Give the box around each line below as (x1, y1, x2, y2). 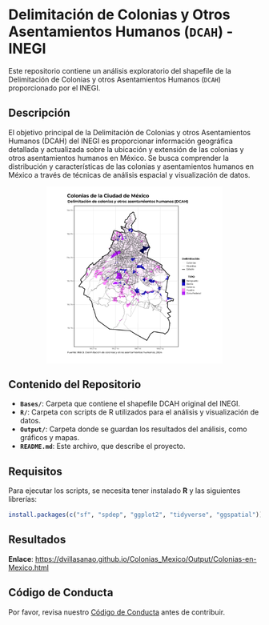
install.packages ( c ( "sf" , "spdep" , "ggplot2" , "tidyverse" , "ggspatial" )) (8, 511, 263, 519)
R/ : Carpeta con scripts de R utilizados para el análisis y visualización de (19, 407, 259, 417)
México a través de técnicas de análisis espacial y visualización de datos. (8, 170, 251, 179)
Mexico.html (8, 563, 50, 572)
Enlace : (8, 554, 34, 563)
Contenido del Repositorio (8, 378, 142, 391)
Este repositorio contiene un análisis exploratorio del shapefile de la (8, 66, 232, 75)
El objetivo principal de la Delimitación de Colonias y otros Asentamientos (8, 127, 251, 137)
